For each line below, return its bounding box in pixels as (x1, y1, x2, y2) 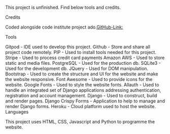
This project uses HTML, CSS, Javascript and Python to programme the (5, 119, 155, 124)
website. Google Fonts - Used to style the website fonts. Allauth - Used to (5, 82, 159, 88)
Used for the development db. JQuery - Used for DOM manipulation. (5, 66, 149, 71)
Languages (5, 109, 29, 115)
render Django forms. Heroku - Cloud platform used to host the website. (5, 103, 156, 109)
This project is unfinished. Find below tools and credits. (5, 5, 121, 10)
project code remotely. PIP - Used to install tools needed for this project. (5, 49, 156, 55)
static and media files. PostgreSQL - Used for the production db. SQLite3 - (5, 60, 161, 66)
